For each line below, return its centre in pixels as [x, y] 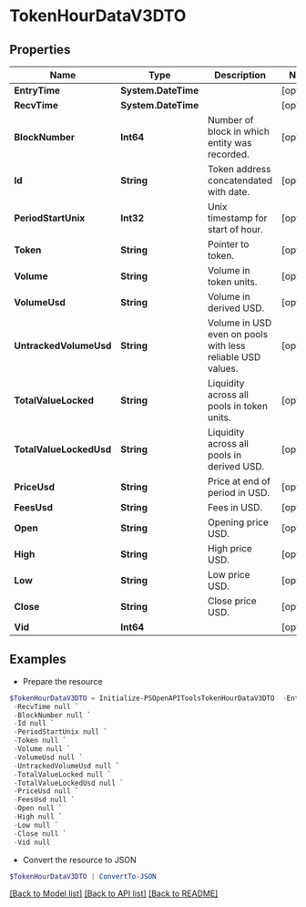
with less [227, 345]
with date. [229, 192]
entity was [230, 143]
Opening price [238, 522]
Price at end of [240, 481]
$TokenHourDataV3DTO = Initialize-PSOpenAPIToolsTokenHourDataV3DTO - [148, 698]
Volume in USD [240, 323]
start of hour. [236, 229]
